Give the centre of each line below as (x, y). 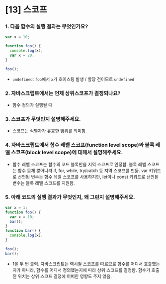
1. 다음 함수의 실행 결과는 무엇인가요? (47, 26)
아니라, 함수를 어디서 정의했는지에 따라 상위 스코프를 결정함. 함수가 (86, 270)
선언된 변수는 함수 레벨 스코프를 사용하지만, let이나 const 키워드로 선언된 (88, 177)
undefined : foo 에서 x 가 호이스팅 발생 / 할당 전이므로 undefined (73, 79)
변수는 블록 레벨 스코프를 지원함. (43, 183)
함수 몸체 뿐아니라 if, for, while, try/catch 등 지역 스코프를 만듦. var (83, 170)
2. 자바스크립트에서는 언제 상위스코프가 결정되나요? (63, 93)
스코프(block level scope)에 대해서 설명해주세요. (67, 153)
